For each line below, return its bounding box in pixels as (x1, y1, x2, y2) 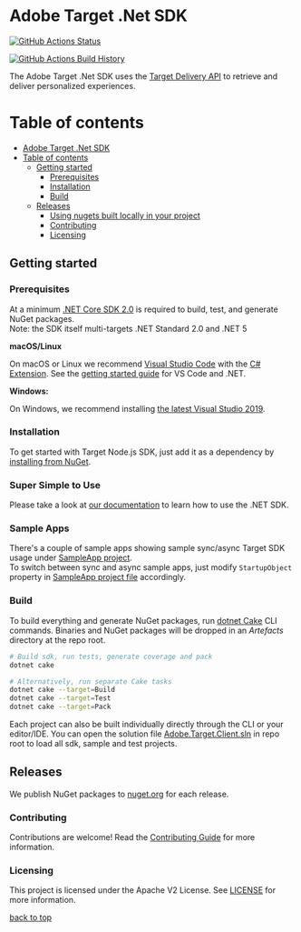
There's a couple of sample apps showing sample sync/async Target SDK (9, 543, 286, 554)
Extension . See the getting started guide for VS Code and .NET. (9, 367, 247, 378)
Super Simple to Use (9, 478, 102, 491)
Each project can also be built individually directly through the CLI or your (9, 719, 284, 729)
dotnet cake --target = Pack (9, 702, 112, 712)
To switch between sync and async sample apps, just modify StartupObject (9, 562, 293, 573)
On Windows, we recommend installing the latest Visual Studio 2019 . (9, 403, 266, 414)
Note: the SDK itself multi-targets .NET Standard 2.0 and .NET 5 (9, 323, 248, 334)
